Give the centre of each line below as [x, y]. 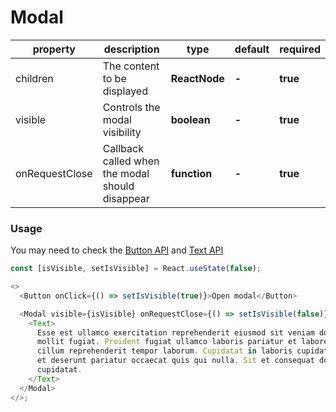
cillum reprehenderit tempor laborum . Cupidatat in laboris [164, 351]
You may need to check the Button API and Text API [117, 250]
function [191, 173]
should [118, 186]
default [252, 49]
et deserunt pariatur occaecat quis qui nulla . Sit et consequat [175, 361]
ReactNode [197, 78]
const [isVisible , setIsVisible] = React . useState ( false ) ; [136, 269]
